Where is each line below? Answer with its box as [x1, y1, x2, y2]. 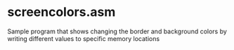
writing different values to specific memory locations [7, 34, 160, 42]
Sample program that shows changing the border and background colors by [7, 27, 227, 35]
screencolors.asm [7, 4, 116, 20]
